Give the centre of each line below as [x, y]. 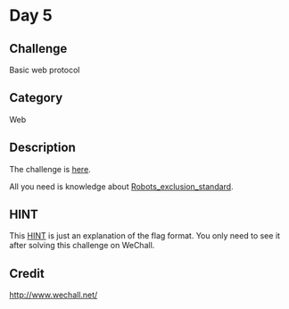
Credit [27, 273]
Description [42, 148]
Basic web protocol [45, 70]
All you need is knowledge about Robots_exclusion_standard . [121, 186]
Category [36, 98]
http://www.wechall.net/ [54, 295]
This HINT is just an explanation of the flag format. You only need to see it [145, 236]
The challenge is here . [50, 169]
